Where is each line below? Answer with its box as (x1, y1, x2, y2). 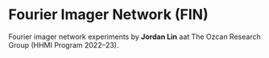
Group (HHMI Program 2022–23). (8, 40, 119, 49)
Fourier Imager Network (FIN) (8, 6, 209, 24)
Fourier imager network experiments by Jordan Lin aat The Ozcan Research (8, 32, 261, 41)
